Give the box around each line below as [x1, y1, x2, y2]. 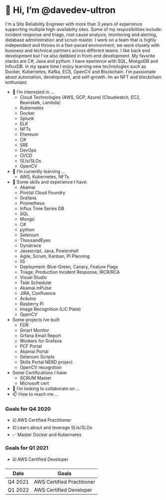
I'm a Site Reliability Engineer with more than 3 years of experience [5, 21, 143, 27]
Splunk [19, 115, 34, 121]
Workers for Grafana [19, 337, 62, 343]
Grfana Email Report [19, 333, 61, 338]
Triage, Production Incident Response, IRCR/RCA [19, 269, 120, 275]
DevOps [19, 147, 37, 153]
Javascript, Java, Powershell [19, 248, 79, 254]
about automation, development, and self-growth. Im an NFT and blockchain [5, 74, 162, 80]
